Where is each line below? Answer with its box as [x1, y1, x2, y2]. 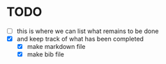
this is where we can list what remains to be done [16, 27, 159, 35]
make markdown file [27, 43, 86, 51]
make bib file [27, 50, 64, 58]
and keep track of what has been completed [16, 35, 144, 43]
